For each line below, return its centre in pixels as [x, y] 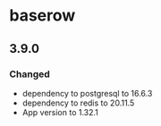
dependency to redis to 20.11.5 [78, 103]
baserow [42, 16]
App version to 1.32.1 [60, 112]
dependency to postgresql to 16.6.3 [87, 93]
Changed [30, 74]
